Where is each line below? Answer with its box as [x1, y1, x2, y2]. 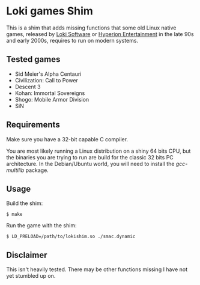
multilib [6, 167, 25, 174]
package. [25, 167, 49, 174]
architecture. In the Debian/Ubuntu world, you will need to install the [6, 160, 175, 167]
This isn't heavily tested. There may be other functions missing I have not [6, 266, 188, 273]
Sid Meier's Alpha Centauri [14, 70, 82, 78]
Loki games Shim [6, 4, 93, 18]
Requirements [6, 120, 60, 130]
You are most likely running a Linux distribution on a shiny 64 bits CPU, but [6, 147, 191, 155]
